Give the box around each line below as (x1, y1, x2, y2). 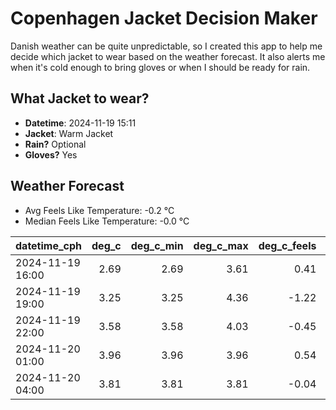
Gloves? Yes (24, 148, 78, 161)
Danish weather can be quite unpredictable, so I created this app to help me (10, 40, 323, 52)
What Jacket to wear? (10, 90, 150, 107)
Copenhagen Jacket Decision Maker (10, 7, 318, 30)
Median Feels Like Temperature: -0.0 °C (24, 215, 190, 227)
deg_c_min (130, 238, 184, 252)
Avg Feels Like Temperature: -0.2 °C (24, 204, 175, 216)
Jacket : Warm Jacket (24, 127, 114, 139)
